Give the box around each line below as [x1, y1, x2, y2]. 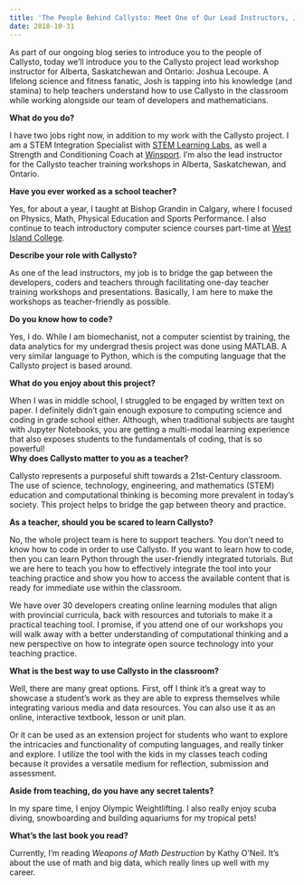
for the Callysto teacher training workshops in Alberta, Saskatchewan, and [9, 158, 287, 169]
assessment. [9, 767, 57, 778]
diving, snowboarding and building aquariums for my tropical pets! [9, 812, 257, 823]
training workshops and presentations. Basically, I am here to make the [9, 286, 273, 297]
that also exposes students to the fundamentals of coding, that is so [9, 433, 262, 444]
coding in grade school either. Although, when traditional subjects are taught [9, 414, 295, 425]
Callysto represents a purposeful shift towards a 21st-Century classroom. [9, 470, 282, 481]
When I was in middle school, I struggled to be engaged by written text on [9, 395, 285, 405]
